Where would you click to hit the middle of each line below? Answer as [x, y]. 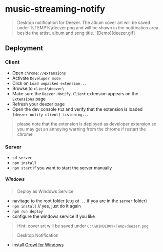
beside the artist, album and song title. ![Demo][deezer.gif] [76, 33]
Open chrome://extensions [39, 73]
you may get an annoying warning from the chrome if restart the [81, 129]
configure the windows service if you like [53, 216]
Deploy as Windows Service [45, 191]
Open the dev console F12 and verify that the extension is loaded [77, 109]
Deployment [24, 48]
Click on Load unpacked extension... [49, 83]
